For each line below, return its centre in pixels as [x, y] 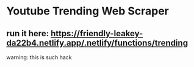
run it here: [28, 33]
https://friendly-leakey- [97, 33]
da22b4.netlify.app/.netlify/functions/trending [97, 43]
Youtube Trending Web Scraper [88, 11]
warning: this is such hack [39, 57]
